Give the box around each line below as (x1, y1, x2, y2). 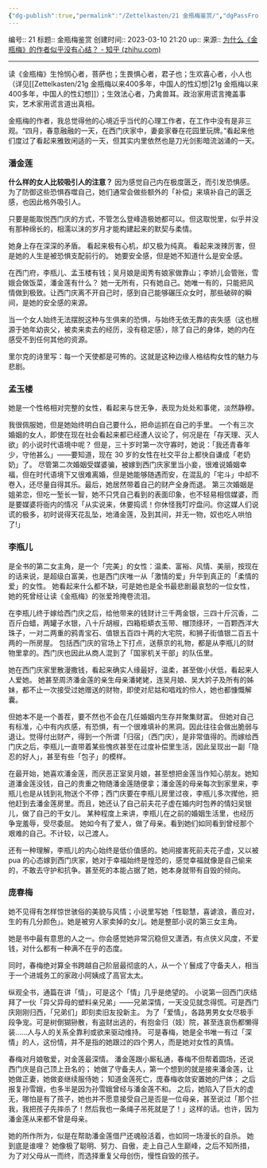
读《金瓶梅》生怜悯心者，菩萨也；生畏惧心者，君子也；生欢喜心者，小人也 (8, 69, 252, 78)
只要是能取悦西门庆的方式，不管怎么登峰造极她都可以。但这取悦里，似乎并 (8, 214, 252, 223)
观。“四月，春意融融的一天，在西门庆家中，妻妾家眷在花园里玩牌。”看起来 (8, 125, 248, 136)
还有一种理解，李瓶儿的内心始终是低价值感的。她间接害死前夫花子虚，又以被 (8, 845, 259, 855)
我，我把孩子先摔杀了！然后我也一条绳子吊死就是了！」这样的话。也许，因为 (8, 1103, 259, 1113)
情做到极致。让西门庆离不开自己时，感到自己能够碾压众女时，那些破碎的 (8, 288, 245, 297)
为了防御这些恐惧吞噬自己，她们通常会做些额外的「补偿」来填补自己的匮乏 (8, 187, 252, 196)
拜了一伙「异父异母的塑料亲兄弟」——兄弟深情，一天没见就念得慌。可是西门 (8, 997, 259, 1007)
